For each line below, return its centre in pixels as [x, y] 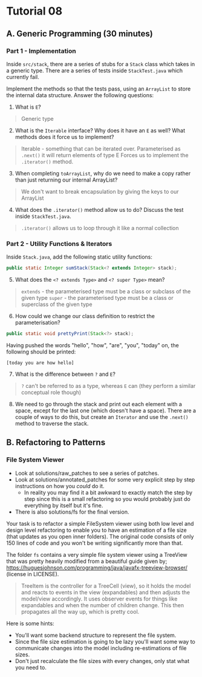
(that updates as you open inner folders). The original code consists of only [100, 536]
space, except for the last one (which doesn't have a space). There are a [106, 410]
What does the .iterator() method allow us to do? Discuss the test [99, 209]
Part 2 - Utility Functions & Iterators [59, 243]
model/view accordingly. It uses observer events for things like [99, 599]
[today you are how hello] [40, 362]
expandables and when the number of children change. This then [103, 605]
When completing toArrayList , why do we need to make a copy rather [103, 173]
